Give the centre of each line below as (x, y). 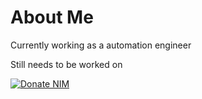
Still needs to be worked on (66, 64)
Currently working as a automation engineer (101, 45)
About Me (52, 17)
